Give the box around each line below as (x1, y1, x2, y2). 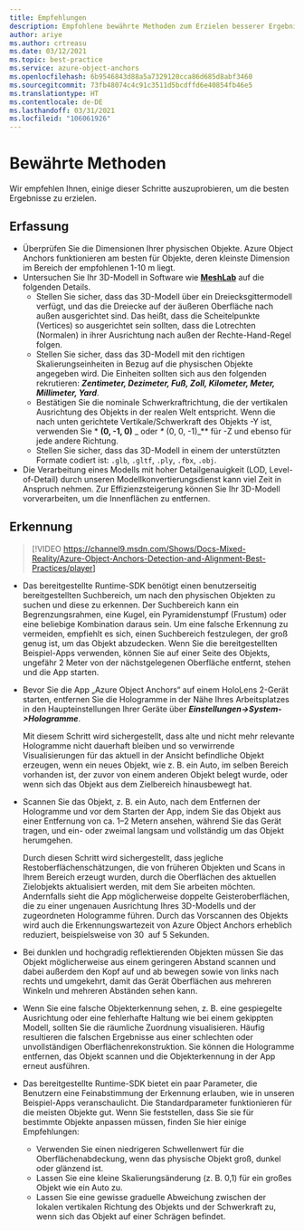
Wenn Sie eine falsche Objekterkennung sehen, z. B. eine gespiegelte (22, 1002, 282, 1014)
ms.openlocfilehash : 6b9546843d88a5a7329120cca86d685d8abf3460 (9, 72, 253, 81)
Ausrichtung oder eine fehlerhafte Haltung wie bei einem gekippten (22, 1012, 274, 1023)
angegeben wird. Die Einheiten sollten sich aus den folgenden (35, 367, 267, 378)
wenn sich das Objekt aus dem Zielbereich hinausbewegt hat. (22, 778, 252, 789)
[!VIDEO (31, 543, 62, 554)
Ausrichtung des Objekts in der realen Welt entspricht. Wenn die (35, 406, 276, 417)
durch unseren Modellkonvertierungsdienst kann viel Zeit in (60, 473, 282, 484)
